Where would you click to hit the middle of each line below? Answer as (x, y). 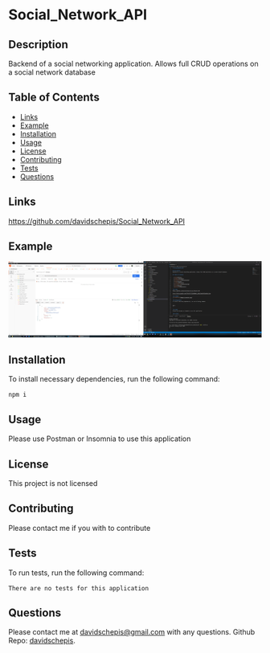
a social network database (52, 72)
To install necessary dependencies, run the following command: (114, 379)
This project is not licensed (53, 483)
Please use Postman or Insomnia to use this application (100, 439)
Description (38, 45)
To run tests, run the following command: (76, 573)
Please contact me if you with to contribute (80, 528)
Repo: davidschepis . (42, 641)
